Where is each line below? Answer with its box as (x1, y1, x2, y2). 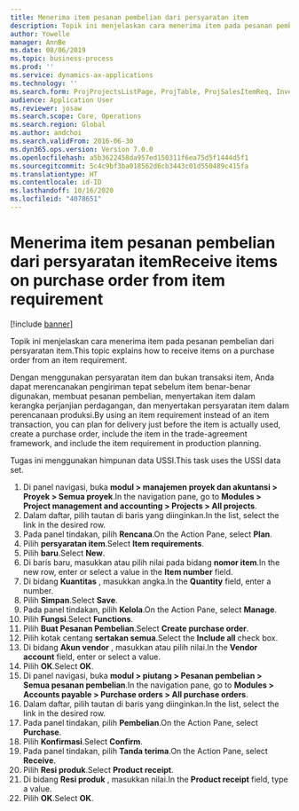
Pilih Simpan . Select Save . (22, 594, 118, 605)
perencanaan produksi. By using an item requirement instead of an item (10, 409, 270, 420)
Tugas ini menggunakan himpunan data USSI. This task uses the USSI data (10, 454, 281, 466)
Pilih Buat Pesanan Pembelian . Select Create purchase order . (22, 623, 249, 634)
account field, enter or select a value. (22, 651, 161, 662)
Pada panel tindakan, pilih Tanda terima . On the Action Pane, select (22, 745, 269, 756)
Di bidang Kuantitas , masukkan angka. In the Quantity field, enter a (22, 576, 271, 587)
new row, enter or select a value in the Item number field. (22, 566, 233, 577)
